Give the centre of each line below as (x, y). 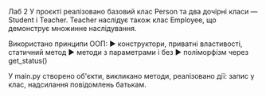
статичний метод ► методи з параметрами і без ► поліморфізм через (129, 52)
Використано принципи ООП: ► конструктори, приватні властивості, (125, 44)
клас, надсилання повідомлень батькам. (77, 84)
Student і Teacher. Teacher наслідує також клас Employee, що (112, 20)
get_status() (28, 60)
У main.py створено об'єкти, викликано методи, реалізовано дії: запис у (131, 76)
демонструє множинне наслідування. (72, 28)
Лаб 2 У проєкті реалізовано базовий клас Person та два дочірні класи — (133, 12)
